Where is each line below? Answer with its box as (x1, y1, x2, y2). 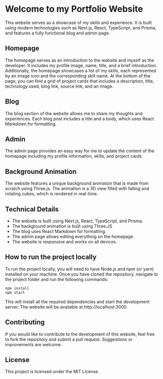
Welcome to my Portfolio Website (5, 3, 143, 15)
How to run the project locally (5, 253, 97, 261)
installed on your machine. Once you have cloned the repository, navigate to (5, 271, 159, 277)
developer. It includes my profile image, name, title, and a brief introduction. (5, 62, 158, 68)
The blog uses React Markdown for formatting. (12, 229, 106, 234)
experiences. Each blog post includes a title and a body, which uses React (5, 116, 154, 121)
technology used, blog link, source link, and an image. (5, 83, 114, 89)
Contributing (5, 318, 45, 327)
